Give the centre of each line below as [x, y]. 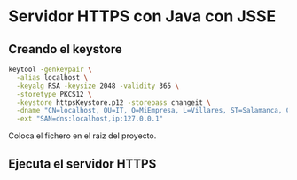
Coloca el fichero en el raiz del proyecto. [82, 136]
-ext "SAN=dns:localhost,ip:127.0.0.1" [90, 119]
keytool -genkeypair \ [50, 69]
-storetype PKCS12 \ [54, 94]
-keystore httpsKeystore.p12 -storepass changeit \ [114, 102]
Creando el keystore [65, 49]
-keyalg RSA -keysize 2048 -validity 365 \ [98, 86]
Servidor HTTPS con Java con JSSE [142, 16]
